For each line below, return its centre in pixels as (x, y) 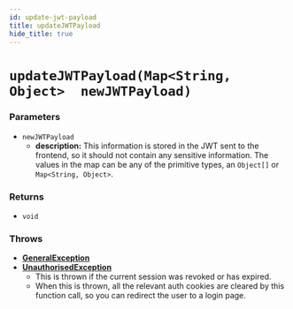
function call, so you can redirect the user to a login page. (140, 296)
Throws (26, 239)
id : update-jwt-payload (53, 17)
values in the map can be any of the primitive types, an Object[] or (157, 164)
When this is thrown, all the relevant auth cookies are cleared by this (160, 286)
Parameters (35, 117)
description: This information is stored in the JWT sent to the (147, 146)
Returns (27, 197)
